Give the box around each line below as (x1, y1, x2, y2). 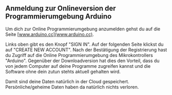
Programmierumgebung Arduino (5, 12, 112, 21)
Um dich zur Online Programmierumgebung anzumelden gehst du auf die (5, 26, 161, 32)
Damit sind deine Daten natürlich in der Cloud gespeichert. (5, 78, 129, 84)
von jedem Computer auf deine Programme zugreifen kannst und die (5, 63, 151, 69)
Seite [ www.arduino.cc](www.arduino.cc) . (5, 31, 94, 37)
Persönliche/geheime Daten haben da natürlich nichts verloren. (5, 84, 139, 90)
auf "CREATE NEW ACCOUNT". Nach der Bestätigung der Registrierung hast (5, 46, 167, 53)
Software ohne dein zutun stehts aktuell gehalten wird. (5, 68, 121, 74)
